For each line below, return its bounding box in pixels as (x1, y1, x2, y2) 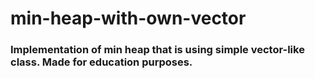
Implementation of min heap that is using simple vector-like (10, 43, 305, 57)
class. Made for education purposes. (10, 55, 193, 69)
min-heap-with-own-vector (10, 7, 247, 30)
